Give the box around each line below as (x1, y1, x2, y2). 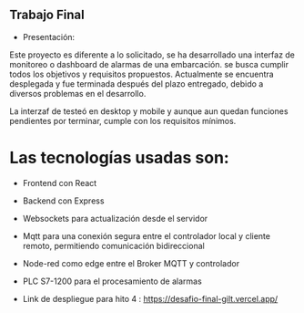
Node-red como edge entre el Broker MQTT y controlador (22, 257, 239, 268)
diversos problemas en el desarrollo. (9, 88, 147, 99)
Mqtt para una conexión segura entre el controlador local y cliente (22, 230, 271, 241)
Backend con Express (22, 195, 105, 206)
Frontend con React (22, 177, 97, 188)
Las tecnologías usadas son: (9, 148, 229, 168)
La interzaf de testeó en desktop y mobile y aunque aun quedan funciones (9, 105, 289, 117)
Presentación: (22, 31, 76, 42)
